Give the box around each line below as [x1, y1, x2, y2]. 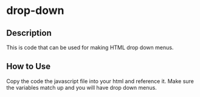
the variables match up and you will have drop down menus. [6, 84, 157, 91]
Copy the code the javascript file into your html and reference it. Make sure [6, 77, 195, 85]
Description [6, 28, 52, 38]
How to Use [6, 61, 51, 72]
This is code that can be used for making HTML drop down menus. [6, 44, 174, 51]
